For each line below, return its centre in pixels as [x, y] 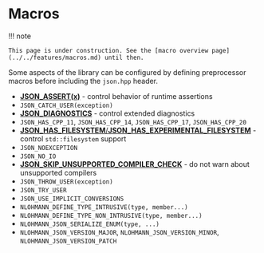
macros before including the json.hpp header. [83, 81]
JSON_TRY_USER [43, 190]
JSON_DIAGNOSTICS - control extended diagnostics [107, 113]
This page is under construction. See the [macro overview [108, 50]
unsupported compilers [58, 172]
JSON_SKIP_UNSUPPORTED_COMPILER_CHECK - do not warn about [134, 164]
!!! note [20, 36]
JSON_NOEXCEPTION [49, 148]
